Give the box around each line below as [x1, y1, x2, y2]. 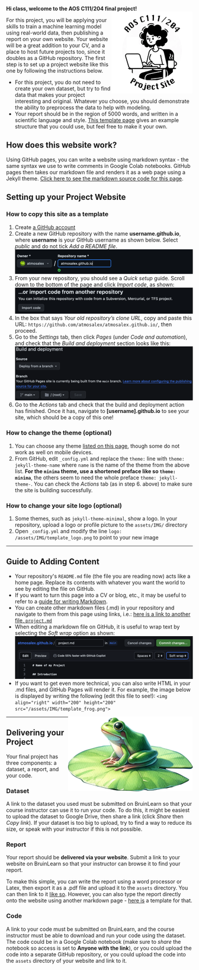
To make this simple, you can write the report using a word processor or [6, 878, 182, 885]
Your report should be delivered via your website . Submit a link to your [6, 854, 181, 861]
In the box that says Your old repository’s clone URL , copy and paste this [14, 315, 192, 322]
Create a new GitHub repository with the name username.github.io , [14, 230, 181, 237]
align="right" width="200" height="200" [14, 700, 116, 706]
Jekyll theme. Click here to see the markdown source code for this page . [6, 175, 184, 182]
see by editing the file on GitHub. [14, 585, 95, 592]
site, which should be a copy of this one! [14, 414, 114, 421]
